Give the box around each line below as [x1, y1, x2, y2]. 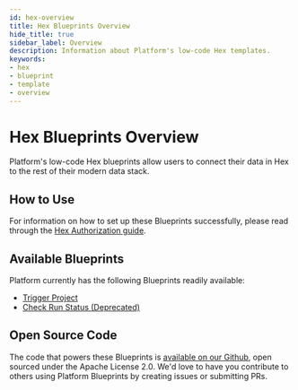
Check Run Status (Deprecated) [22, 302, 141, 313]
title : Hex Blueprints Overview [9, 22, 130, 30]
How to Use [9, 192, 75, 207]
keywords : [9, 55, 47, 64]
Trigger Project [22, 292, 78, 303]
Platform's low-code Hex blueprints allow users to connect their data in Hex [9, 156, 290, 167]
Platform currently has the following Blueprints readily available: [9, 275, 245, 286]
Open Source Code [9, 328, 118, 343]
